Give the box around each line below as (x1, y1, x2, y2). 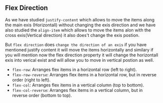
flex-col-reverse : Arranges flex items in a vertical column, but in (12, 87, 143, 93)
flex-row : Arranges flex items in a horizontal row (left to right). (12, 67, 137, 72)
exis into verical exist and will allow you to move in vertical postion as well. (5, 57, 154, 63)
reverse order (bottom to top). (12, 92, 72, 98)
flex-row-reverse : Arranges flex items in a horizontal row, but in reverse (12, 71, 157, 77)
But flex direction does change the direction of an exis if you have (5, 41, 147, 48)
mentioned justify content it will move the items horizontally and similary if (5, 47, 154, 52)
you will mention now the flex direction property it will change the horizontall (5, 52, 158, 58)
